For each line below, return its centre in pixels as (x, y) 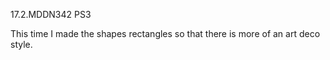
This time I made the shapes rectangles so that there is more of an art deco (165, 33)
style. (21, 44)
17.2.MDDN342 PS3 (51, 14)
